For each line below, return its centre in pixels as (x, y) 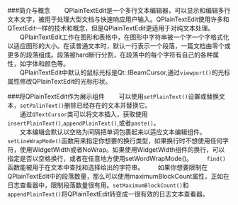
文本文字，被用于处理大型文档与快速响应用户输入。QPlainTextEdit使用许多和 (118, 19)
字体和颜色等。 (47, 63)
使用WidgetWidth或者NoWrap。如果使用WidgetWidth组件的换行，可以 (122, 150)
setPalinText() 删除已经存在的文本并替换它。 (86, 105)
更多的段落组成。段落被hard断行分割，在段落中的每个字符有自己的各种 (110, 55)
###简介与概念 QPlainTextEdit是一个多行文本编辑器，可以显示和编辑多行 (119, 10)
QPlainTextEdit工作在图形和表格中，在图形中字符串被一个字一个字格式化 (125, 37)
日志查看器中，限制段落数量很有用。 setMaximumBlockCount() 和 (98, 185)
